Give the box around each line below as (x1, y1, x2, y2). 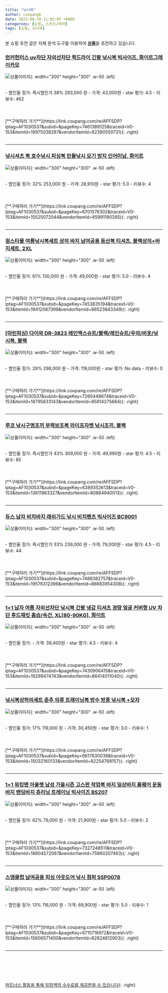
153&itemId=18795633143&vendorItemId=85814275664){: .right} (5, 399, 139, 405)
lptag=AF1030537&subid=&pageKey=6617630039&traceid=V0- (5, 752, 136, 758)
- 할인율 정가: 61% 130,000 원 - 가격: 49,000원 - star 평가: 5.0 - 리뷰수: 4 (5, 273, 151, 279)
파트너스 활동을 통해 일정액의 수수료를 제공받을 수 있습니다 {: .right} (5, 982, 136, 988)
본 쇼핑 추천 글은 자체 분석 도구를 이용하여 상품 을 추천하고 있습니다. (5, 41, 136, 47)
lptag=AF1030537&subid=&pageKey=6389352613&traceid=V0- (5, 484, 136, 490)
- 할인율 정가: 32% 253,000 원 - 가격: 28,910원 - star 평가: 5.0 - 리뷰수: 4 (5, 181, 151, 187)
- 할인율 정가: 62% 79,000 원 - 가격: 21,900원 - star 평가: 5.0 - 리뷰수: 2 (5, 817, 148, 823)
